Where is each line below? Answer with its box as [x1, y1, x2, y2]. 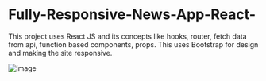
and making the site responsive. [8, 48, 113, 57]
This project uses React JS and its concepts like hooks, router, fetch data [8, 31, 248, 41]
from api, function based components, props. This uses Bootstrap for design [8, 39, 259, 49]
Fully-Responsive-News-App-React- [8, 6, 256, 24]
